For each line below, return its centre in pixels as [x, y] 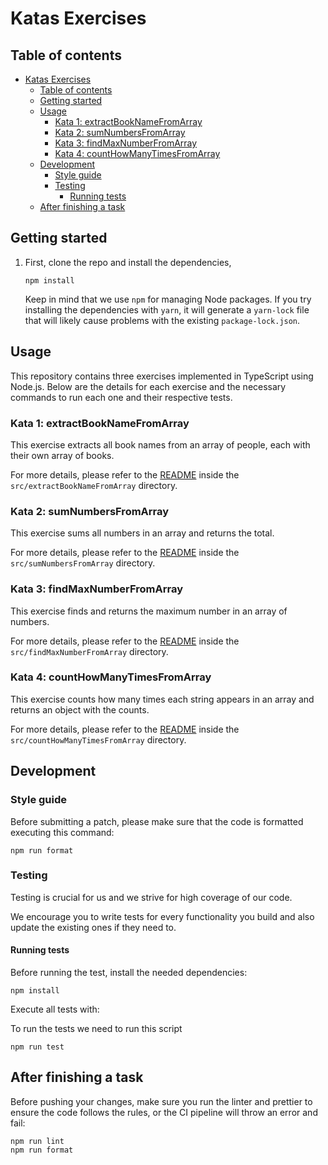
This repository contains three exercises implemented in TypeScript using [162, 376]
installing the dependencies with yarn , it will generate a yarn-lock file [167, 309]
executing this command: [62, 832]
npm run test [37, 1047]
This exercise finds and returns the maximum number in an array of [149, 611]
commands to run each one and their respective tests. [121, 397]
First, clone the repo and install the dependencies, [128, 262]
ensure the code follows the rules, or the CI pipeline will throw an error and [164, 1112]
